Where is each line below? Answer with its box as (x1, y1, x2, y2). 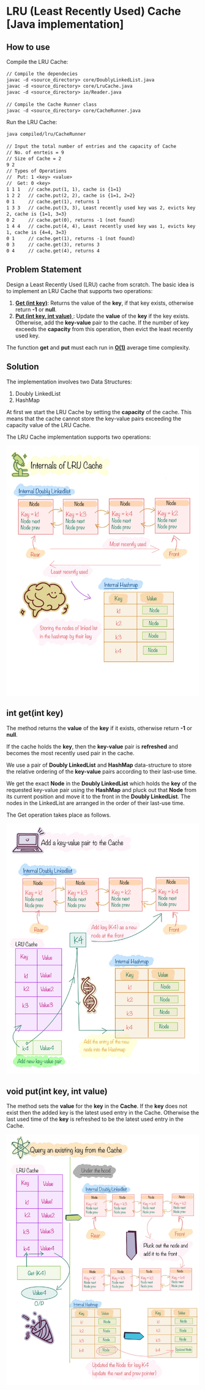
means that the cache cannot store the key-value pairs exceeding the (6, 415, 182, 422)
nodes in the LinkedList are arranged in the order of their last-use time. (6, 799, 185, 806)
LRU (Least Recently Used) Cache (6, 4, 182, 18)
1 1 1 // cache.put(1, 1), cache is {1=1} (6, 186, 122, 192)
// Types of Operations (6, 168, 67, 174)
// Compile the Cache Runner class (6, 101, 97, 108)
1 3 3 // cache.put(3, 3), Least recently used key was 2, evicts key (6, 205, 196, 211)
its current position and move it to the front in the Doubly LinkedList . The (6, 793, 191, 800)
